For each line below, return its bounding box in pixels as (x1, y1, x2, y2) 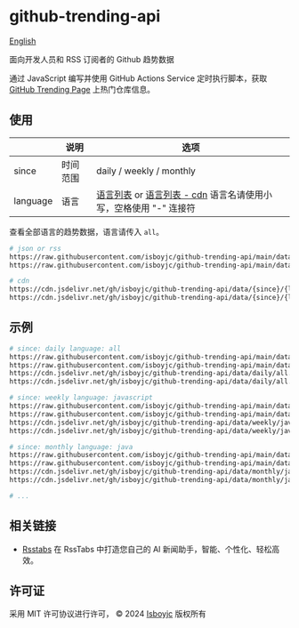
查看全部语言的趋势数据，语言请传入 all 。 (9, 226, 165, 237)
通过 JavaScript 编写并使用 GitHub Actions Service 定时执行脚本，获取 (9, 73, 268, 84)
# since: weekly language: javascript (9, 393, 153, 402)
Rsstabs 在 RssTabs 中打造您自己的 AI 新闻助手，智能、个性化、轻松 (21, 543, 272, 554)
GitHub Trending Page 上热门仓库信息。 (9, 84, 156, 94)
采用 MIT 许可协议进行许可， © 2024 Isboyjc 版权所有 (9, 608, 206, 619)
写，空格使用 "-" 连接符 (96, 202, 196, 214)
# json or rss (9, 244, 62, 253)
